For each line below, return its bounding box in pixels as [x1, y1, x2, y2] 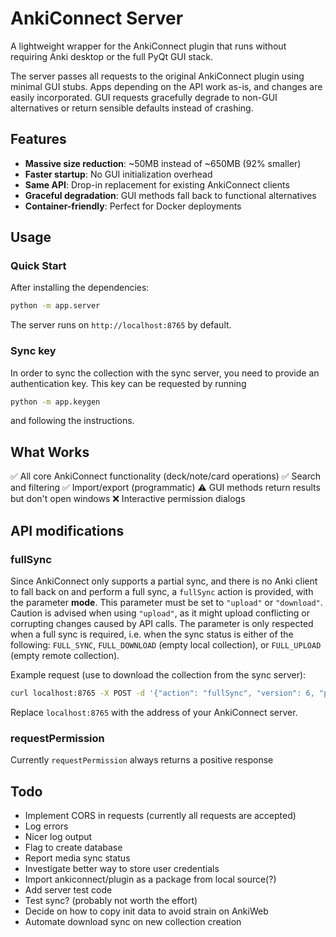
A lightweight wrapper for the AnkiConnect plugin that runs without [10, 40, 287, 52]
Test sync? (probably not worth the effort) [24, 894, 198, 906]
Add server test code [24, 883, 113, 896]
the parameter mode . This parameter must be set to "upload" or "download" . [10, 596, 323, 608]
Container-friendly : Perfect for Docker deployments [24, 200, 242, 212]
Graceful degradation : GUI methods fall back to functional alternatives [24, 189, 317, 201]
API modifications [10, 522, 125, 539]
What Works [10, 443, 90, 461]
